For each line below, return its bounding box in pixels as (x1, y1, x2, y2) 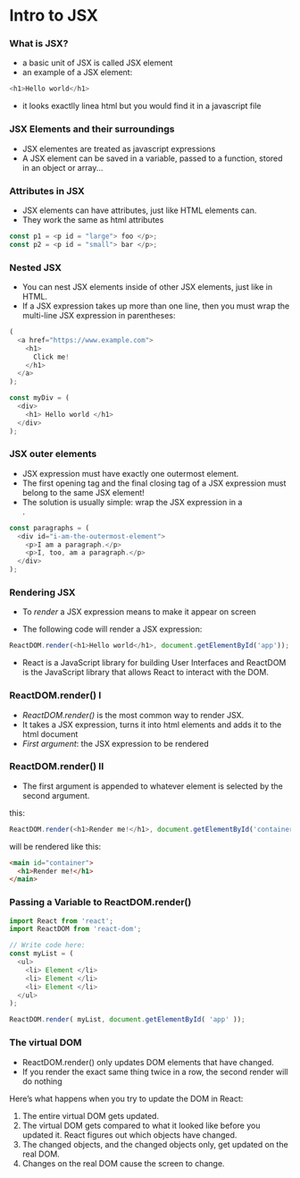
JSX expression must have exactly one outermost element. (21, 468, 239, 479)
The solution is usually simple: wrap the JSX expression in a (21, 496, 243, 507)
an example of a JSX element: (21, 67, 133, 78)
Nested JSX (9, 261, 62, 274)
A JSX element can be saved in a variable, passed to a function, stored (21, 153, 283, 164)
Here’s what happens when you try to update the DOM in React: (9, 1093, 244, 1104)
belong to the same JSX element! (21, 487, 145, 497)
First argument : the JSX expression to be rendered (21, 738, 210, 749)
